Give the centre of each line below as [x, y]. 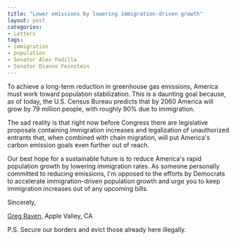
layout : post [26, 20]
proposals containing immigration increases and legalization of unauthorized [118, 130]
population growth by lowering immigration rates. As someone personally [113, 166]
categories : [25, 27]
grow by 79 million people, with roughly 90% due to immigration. [101, 109]
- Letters [22, 33]
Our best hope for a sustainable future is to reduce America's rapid [105, 159]
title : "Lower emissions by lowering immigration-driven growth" [105, 14]
